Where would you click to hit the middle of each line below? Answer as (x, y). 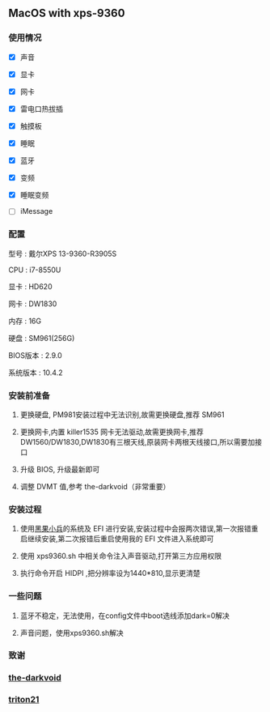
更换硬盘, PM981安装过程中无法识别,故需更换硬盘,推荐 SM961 (122, 414)
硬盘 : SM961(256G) (42, 338)
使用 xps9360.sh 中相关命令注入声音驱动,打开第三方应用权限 (121, 556)
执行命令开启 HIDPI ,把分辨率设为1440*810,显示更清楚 (110, 573)
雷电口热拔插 (41, 109)
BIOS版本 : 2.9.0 (35, 355)
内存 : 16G (25, 321)
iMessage (36, 211)
